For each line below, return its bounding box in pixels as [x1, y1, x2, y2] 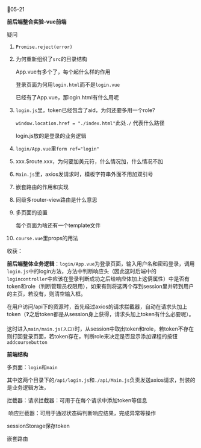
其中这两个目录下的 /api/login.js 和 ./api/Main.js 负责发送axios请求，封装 [7, 376, 190, 384]
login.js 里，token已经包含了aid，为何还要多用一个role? [15, 107, 155, 114]
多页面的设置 [15, 209, 48, 216]
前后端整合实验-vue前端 [7, 18, 67, 25]
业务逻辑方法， [11, 384, 49, 391]
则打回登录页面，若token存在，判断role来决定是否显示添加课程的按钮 [7, 333, 178, 340]
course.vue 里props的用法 [15, 235, 79, 241]
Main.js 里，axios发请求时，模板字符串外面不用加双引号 [15, 170, 153, 178]
